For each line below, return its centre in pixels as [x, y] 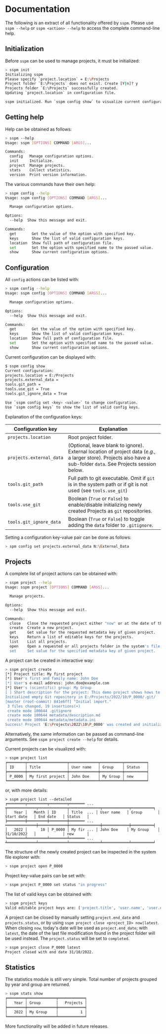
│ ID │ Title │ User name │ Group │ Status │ [77, 767]
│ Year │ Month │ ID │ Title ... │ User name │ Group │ [83, 812]
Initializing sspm [24, 74]
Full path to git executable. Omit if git [112, 478]
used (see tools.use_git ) [98, 490]
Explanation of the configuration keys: [44, 417]
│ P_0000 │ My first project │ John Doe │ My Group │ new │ [77, 776]
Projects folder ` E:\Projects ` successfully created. [62, 88]
